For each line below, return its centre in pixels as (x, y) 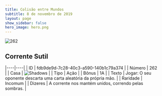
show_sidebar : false (26, 23)
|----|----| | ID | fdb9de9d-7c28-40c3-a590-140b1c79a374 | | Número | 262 (81, 68)
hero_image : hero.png (27, 27)
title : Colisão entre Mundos (34, 9)
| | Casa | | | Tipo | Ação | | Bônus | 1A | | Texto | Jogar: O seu (78, 73)
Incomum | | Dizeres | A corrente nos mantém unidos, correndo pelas (74, 83)
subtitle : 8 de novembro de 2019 (39, 14)
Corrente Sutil (27, 56)
